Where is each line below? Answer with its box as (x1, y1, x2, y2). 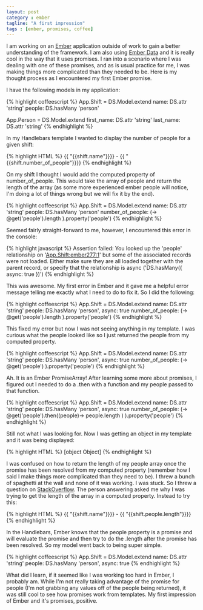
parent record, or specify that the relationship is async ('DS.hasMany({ (6, 264, 183, 272)
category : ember (6, 15, 50, 21)
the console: (6, 233, 38, 240)
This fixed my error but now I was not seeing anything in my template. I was (6, 325, 195, 332)
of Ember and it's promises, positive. (6, 597, 98, 605)
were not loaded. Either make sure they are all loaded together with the (6, 258, 184, 265)
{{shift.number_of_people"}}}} (6, 159, 82, 167)
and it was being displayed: (6, 437, 75, 444)
